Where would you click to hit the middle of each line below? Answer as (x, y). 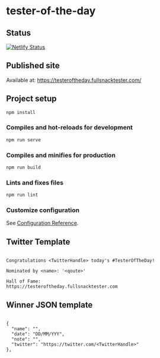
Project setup (32, 99)
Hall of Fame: (24, 281)
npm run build (24, 167)
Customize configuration (43, 210)
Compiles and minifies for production (61, 155)
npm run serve (24, 140)
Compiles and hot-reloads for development (70, 128)
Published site (33, 66)
